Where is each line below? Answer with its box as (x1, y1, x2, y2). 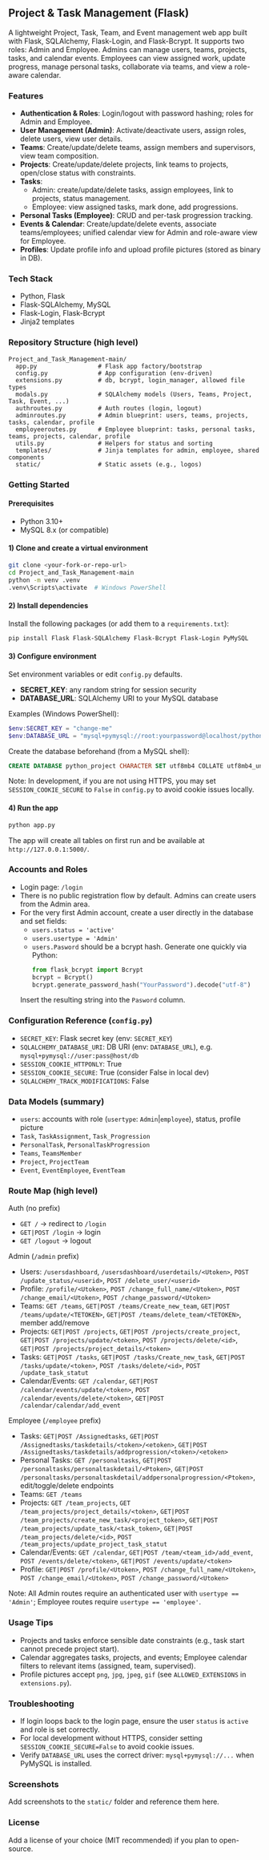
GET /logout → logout (19, 1236, 92, 1245)
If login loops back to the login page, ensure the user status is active (19, 1716, 249, 1725)
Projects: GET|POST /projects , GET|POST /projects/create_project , (19, 1326, 240, 1337)
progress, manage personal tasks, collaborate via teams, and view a (8, 62, 233, 71)
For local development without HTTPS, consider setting (19, 1733, 203, 1742)
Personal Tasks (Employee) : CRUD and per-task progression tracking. (19, 211, 254, 220)
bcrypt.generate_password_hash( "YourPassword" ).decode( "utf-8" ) (31, 981, 251, 989)
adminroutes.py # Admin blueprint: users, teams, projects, (15, 411, 249, 419)
